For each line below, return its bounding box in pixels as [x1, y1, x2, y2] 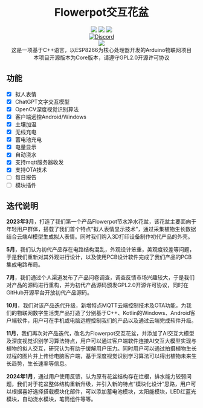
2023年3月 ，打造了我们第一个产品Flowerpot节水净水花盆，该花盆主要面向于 [6, 218, 197, 225]
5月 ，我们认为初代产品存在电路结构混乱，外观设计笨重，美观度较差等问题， [6, 246, 195, 253]
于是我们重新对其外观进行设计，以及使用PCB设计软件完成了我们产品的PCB [6, 253, 192, 261]
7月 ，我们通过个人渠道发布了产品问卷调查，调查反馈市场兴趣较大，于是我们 [6, 274, 195, 281]
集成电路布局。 [6, 261, 43, 268]
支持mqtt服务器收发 [14, 158, 64, 166]
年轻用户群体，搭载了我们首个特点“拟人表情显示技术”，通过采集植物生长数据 [6, 225, 196, 233]
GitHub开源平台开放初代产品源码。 [6, 289, 92, 296]
